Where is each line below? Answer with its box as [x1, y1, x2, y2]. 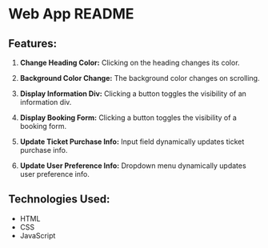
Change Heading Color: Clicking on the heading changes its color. [19, 58, 240, 67]
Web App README [8, 5, 134, 23]
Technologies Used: [8, 193, 110, 206]
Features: [8, 37, 58, 50]
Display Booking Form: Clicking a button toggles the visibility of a [19, 113, 238, 122]
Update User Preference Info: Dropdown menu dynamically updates [19, 161, 246, 170]
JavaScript [19, 230, 56, 240]
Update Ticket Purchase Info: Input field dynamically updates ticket [19, 137, 245, 146]
